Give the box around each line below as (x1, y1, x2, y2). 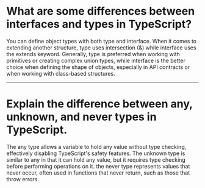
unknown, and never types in (6, 110, 157, 124)
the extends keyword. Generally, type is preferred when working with (6, 50, 180, 57)
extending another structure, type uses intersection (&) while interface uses (6, 44, 196, 51)
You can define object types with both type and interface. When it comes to (6, 37, 197, 45)
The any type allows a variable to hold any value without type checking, (6, 143, 187, 150)
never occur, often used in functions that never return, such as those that (6, 169, 190, 176)
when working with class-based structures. (6, 70, 115, 77)
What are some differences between (6, 4, 195, 18)
